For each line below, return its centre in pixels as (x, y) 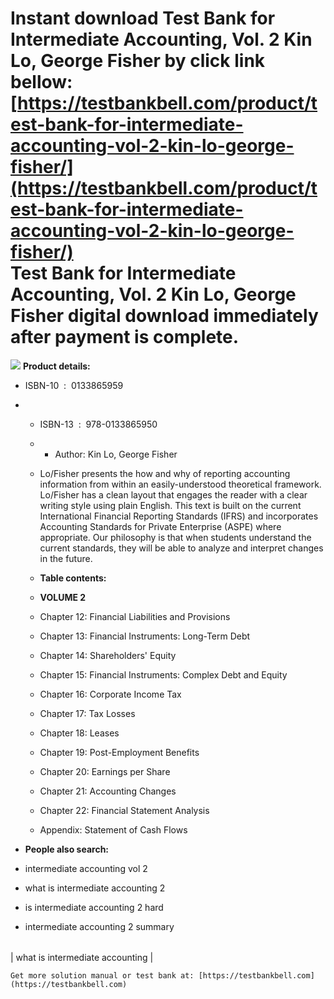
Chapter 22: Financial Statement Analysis (124, 810)
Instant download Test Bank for (143, 18)
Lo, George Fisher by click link (138, 61)
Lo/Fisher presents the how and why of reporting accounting (165, 473)
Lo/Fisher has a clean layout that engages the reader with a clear (173, 494)
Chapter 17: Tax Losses (87, 713)
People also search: (67, 849)
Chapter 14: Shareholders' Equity (108, 655)
